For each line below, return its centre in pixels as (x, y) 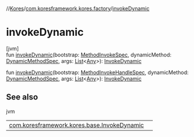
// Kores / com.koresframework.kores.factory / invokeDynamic (78, 9)
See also (22, 97)
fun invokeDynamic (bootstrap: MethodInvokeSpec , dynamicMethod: (89, 55)
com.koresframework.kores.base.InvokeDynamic (76, 125)
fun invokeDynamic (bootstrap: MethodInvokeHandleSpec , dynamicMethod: (98, 72)
